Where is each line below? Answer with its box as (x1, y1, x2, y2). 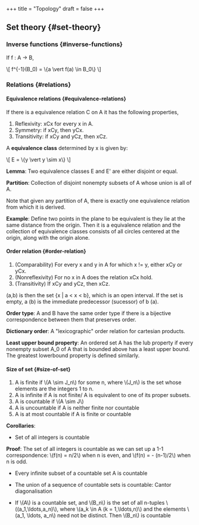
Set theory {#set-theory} (6, 22, 101, 32)
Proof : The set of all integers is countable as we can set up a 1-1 (6, 445, 164, 453)
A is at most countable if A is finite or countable (14, 411, 132, 418)
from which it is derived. (6, 203, 66, 210)
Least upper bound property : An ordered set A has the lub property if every (6, 339, 194, 346)
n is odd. (6, 458, 28, 465)
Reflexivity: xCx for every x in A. (14, 120, 94, 127)
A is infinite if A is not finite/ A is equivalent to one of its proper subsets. (14, 392, 191, 399)
